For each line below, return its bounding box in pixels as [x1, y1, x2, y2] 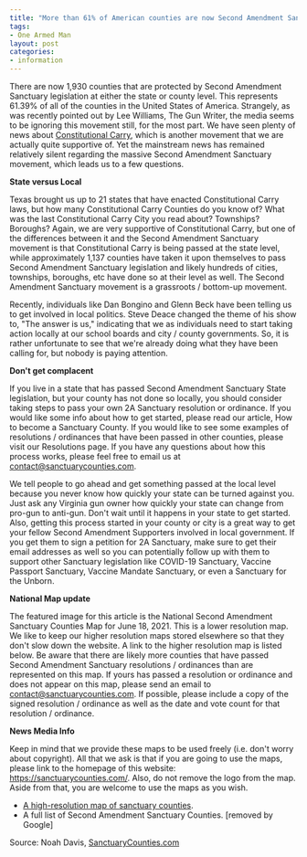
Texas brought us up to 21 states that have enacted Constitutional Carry [9, 194, 280, 205]
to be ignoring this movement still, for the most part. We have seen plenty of [9, 120, 296, 131]
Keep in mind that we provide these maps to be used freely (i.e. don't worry [9, 744, 294, 754]
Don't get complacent [9, 365, 94, 376]
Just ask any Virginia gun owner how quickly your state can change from [9, 498, 284, 508]
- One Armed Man [9, 30, 71, 39]
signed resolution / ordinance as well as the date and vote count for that [9, 698, 281, 709]
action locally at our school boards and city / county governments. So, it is [9, 328, 290, 339]
